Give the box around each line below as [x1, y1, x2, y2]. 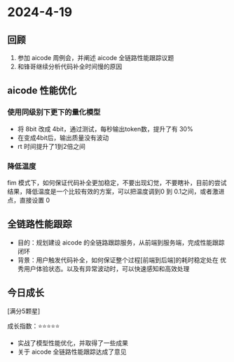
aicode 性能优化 [7, 85, 77, 96]
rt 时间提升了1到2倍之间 [17, 142, 86, 150]
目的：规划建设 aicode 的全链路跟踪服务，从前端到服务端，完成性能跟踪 [17, 238, 226, 247]
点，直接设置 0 [7, 196, 50, 204]
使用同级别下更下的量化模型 [7, 108, 101, 117]
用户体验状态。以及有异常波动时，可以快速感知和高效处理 [23, 264, 190, 273]
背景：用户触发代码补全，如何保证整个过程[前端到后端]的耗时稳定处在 [17, 256, 219, 264]
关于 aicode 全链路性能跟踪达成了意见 [17, 347, 128, 356]
